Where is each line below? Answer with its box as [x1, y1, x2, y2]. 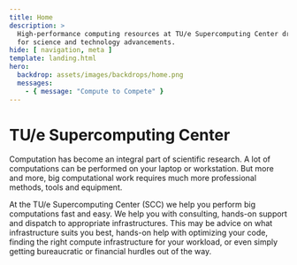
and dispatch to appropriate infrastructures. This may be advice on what [9, 218, 273, 229]
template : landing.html [9, 54, 97, 63]
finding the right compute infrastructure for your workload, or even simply [9, 237, 278, 247]
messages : [17, 79, 53, 87]
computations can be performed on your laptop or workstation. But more [9, 163, 274, 174]
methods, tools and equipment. [9, 182, 123, 193]
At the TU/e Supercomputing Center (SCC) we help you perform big [9, 200, 256, 210]
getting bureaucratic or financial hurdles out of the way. [9, 246, 212, 257]
